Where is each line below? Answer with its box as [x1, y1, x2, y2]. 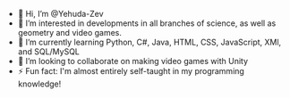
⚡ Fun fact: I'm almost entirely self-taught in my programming [17, 66, 244, 76]
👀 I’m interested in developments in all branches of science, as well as [17, 18, 277, 29]
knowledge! [17, 78, 62, 89]
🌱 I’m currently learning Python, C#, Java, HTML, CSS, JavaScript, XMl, [17, 37, 282, 47]
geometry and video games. [17, 28, 123, 37]
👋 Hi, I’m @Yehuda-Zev [17, 9, 105, 19]
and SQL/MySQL [17, 46, 81, 57]
